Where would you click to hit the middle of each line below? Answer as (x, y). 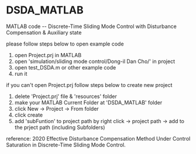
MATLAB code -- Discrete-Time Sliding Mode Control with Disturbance (91, 26)
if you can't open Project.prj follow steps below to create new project (89, 85)
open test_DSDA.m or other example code (65, 67)
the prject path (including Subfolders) (60, 127)
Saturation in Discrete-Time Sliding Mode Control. (66, 145)
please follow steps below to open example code (65, 44)
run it (21, 73)
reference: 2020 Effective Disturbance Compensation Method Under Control (98, 138)
